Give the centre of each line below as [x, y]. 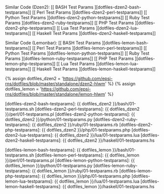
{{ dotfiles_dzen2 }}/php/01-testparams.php [86, 130]
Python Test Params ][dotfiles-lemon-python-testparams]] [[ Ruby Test [77, 53]
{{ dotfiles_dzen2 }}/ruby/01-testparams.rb [75, 125]
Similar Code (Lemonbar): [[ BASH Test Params [53, 43]
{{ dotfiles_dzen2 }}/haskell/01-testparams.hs [109, 140]
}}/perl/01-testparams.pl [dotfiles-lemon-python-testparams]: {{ [70, 160]
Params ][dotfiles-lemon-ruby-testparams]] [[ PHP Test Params [69, 58]
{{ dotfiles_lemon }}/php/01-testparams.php [86, 176]
